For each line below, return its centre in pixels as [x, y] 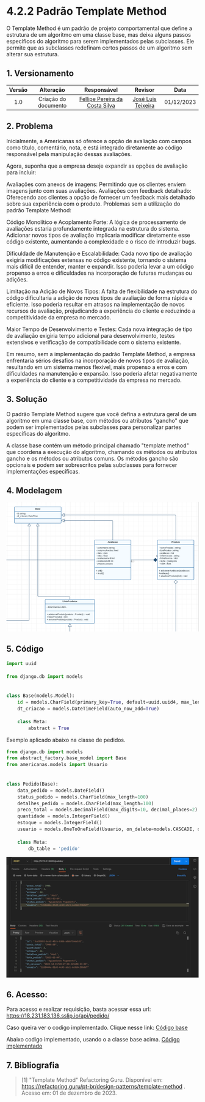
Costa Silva [101, 105]
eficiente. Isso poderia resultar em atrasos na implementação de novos [95, 304]
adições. [17, 279]
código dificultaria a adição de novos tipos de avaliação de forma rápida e [99, 297]
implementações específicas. [43, 471]
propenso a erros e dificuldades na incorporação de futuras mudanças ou [99, 273]
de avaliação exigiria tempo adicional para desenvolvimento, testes [91, 335]
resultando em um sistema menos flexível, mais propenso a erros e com [97, 367]
